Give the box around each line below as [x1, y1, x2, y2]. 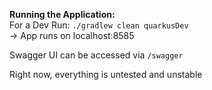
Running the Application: [9, 9, 116, 20]
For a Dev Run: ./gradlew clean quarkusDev [9, 19, 189, 31]
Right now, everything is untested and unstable [9, 69, 203, 80]
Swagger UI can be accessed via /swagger [9, 49, 184, 61]
